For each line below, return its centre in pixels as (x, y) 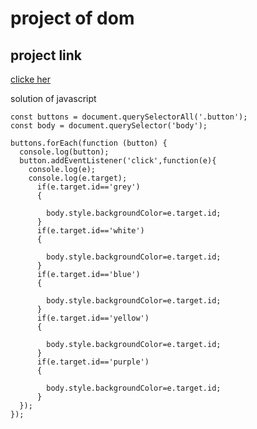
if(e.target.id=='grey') (88, 187)
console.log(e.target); (78, 178)
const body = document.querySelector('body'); (109, 126)
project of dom (72, 18)
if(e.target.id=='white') (90, 231)
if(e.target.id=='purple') (93, 362)
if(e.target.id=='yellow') (93, 318)
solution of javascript (53, 98)
